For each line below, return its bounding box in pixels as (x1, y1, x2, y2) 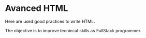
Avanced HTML (5, 3, 69, 14)
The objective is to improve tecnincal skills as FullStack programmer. (5, 28, 142, 33)
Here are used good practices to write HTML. (5, 19, 95, 24)
